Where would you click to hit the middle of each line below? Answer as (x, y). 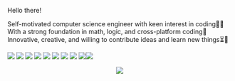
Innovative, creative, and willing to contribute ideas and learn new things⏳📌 (118, 39)
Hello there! (24, 10)
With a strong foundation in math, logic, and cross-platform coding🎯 (107, 32)
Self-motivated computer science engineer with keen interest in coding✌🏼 (116, 24)
